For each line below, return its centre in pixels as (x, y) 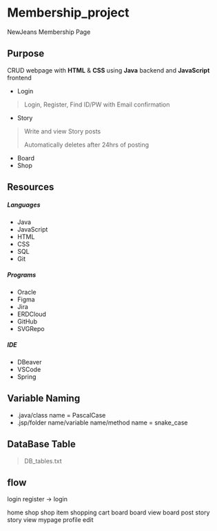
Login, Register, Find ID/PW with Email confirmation (97, 104)
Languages (24, 205)
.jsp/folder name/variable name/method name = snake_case (102, 422)
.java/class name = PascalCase (61, 415)
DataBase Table (41, 444)
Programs (22, 274)
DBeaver (30, 362)
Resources (31, 187)
